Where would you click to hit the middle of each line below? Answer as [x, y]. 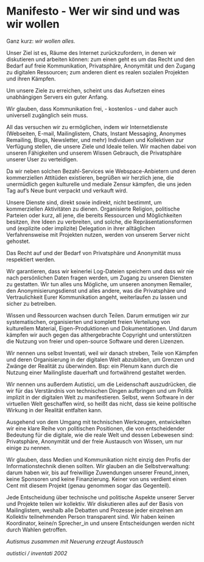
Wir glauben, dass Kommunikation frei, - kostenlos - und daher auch [92, 108]
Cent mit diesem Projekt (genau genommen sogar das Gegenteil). [89, 485]
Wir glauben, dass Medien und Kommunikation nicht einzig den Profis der [98, 459]
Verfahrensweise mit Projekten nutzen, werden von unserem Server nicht [98, 234]
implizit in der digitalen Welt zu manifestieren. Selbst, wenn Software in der [100, 397]
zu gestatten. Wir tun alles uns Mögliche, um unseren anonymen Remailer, [99, 284]
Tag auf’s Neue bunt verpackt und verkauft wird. [67, 191]
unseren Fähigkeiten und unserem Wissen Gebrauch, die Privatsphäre [94, 153]
